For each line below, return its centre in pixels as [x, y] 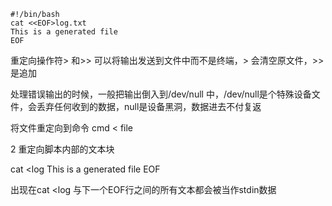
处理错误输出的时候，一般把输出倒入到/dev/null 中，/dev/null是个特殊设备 [161, 94]
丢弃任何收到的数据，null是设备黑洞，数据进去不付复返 [149, 106]
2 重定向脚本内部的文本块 [62, 149]
